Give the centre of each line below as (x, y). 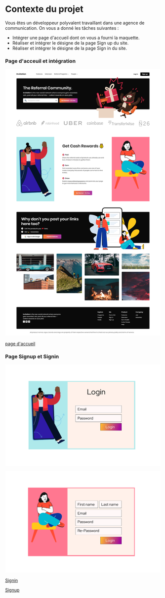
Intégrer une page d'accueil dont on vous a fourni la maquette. (76, 38)
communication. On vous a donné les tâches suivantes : (62, 28)
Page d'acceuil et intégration (40, 61)
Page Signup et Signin (32, 356)
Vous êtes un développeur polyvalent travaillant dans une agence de (75, 23)
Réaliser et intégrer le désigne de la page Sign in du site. (70, 48)
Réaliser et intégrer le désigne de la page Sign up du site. (70, 43)
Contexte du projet (44, 9)
